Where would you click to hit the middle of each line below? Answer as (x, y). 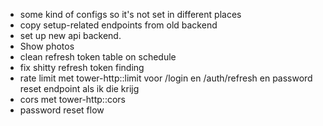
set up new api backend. (70, 35)
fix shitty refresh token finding (82, 67)
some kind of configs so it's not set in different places (130, 14)
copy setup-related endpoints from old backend (118, 25)
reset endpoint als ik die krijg (79, 88)
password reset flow (62, 110)
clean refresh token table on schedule (98, 57)
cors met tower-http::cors (72, 99)
